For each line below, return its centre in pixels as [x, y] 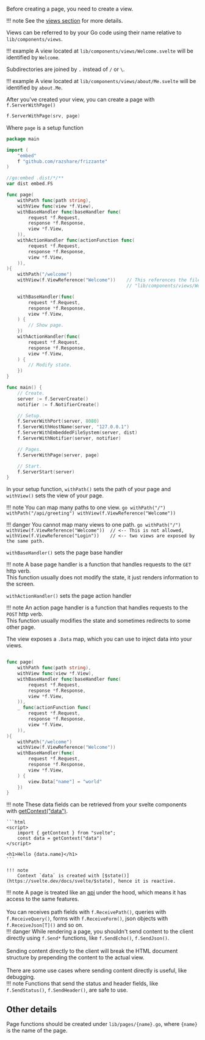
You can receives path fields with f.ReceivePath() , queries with [86, 912]
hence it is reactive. [147, 881]
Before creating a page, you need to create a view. [70, 9]
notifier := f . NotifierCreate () [58, 404]
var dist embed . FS [30, 184]
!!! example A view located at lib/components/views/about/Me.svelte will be [101, 81]
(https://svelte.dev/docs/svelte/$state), [61, 881]
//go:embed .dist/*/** [35, 178]
